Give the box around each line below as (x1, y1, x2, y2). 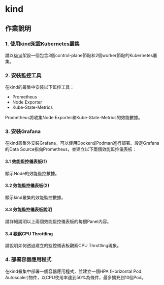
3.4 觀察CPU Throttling (5, 230, 53, 237)
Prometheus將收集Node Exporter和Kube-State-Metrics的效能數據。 (5, 115, 143, 121)
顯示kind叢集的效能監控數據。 (5, 194, 66, 200)
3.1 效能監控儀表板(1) (5, 158, 48, 164)
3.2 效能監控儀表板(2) (5, 183, 49, 189)
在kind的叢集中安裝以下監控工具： (5, 84, 74, 90)
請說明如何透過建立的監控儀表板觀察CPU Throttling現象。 (5, 243, 122, 249)
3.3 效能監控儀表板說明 (5, 207, 52, 213)
